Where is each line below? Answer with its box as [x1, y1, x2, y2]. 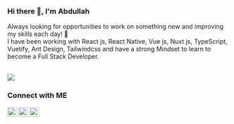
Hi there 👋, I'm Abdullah [7, 6, 90, 16]
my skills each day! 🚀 [7, 30, 69, 38]
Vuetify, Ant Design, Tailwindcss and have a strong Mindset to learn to [7, 45, 211, 54]
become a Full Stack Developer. [7, 52, 99, 61]
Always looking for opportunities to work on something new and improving [7, 23, 224, 31]
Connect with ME [7, 91, 68, 101]
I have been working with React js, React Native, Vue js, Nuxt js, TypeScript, [7, 37, 228, 46]
